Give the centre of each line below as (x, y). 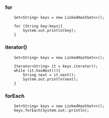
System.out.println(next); (51, 79)
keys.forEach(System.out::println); (52, 110)
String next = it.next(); (50, 75)
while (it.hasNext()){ (37, 71)
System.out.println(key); (50, 31)
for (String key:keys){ (38, 26)
